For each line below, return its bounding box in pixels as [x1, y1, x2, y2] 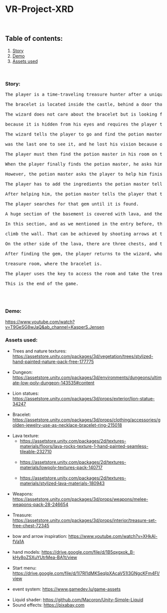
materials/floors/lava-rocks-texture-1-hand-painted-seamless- [19, 443, 149, 449]
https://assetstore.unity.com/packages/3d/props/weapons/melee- [12, 496, 148, 502]
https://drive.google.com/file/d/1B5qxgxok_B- [41, 549, 135, 555]
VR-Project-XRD [5, 3, 74, 15]
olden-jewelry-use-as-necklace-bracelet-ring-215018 [12, 422, 122, 428]
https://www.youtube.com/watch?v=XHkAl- [68, 533, 158, 539]
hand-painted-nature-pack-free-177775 [12, 359, 94, 365]
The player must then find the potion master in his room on [5, 151, 158, 157]
